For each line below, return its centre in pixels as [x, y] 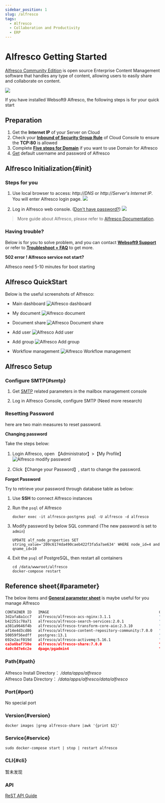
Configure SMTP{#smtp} [36, 380]
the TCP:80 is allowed [35, 143]
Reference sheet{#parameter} [52, 586]
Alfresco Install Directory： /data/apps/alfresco [53, 673]
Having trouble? [25, 232]
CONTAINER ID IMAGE [27, 612]
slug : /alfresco [22, 14]
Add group [23, 341]
